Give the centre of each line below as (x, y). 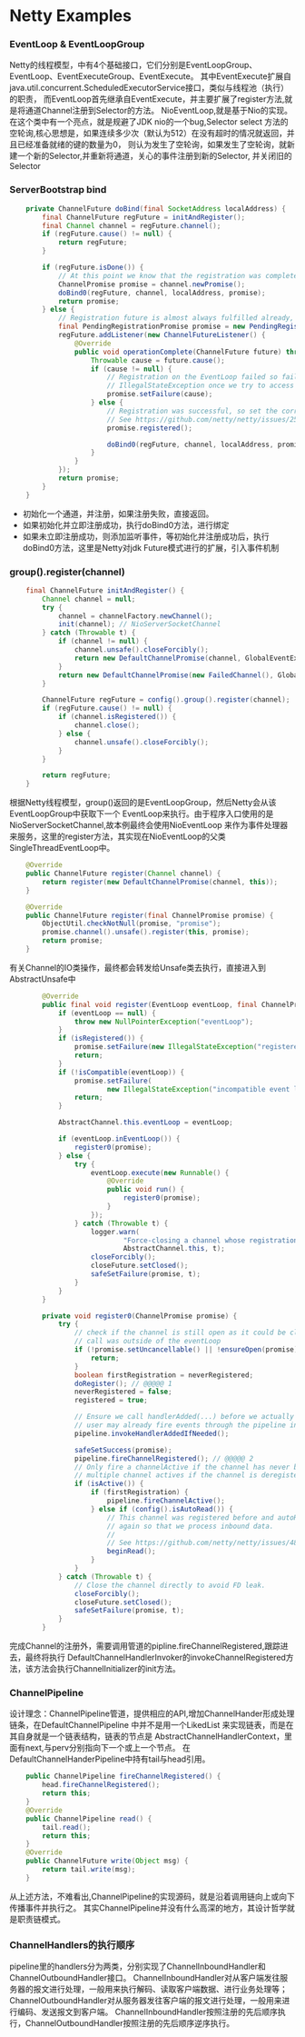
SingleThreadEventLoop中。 (62, 848)
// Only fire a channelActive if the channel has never (182, 1467)
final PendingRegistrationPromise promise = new (152, 327)
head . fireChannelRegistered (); (101, 1785)
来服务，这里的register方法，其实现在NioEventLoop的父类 (118, 836)
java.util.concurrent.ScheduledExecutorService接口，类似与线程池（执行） (149, 88)
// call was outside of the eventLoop (148, 1342)
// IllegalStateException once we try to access (201, 386)
